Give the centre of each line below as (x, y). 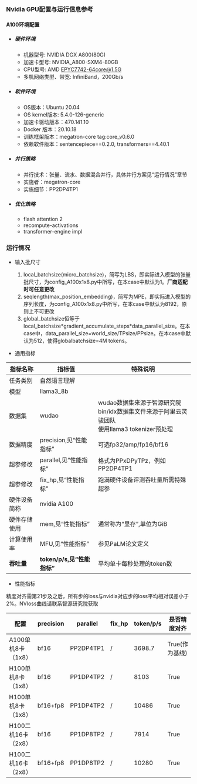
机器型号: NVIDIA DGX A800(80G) (64, 55)
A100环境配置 (23, 24)
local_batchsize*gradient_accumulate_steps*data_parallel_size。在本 (107, 326)
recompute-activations (51, 225)
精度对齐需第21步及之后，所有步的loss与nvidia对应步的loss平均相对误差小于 (98, 596)
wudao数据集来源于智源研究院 (140, 402)
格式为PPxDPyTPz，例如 (132, 461)
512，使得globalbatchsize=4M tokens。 (82, 341)
